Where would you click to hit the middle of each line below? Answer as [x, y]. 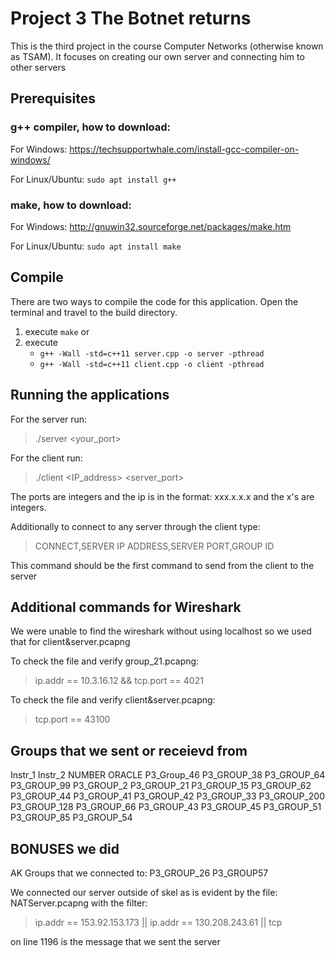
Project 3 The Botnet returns [131, 18]
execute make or [57, 331]
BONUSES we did [65, 848]
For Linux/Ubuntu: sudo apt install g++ [93, 179]
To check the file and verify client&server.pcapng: [113, 700]
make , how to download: [71, 205]
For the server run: [49, 419]
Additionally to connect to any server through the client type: [135, 526]
